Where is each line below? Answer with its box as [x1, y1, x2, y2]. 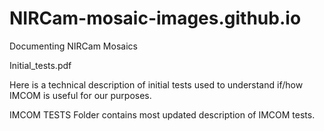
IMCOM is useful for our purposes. [9, 89, 152, 101]
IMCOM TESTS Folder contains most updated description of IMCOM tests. [9, 108, 316, 121]
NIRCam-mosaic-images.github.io [9, 7, 302, 30]
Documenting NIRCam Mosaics [9, 40, 138, 52]
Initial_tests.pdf [9, 59, 72, 71]
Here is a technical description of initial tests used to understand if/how [9, 78, 304, 91]
